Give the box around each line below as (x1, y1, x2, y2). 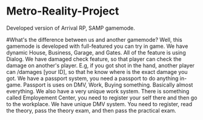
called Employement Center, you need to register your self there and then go (6, 94, 198, 101)
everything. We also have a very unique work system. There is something (6, 87, 190, 95)
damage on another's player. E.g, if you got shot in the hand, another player (6, 62, 195, 69)
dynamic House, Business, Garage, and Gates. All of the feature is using (6, 48, 186, 56)
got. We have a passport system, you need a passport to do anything (6, 75, 179, 82)
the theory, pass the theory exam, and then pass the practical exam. (6, 107, 177, 114)
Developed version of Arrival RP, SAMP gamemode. (6, 24, 135, 32)
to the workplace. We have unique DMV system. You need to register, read (6, 100, 193, 107)
